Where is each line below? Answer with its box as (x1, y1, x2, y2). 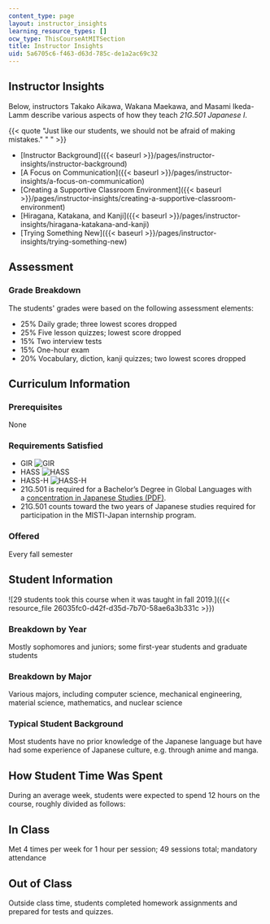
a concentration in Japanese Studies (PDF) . (20, 493, 167, 503)
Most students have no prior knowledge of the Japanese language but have (8, 737, 263, 747)
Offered (8, 530, 40, 542)
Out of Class (8, 876, 73, 891)
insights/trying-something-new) (20, 237, 128, 246)
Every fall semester (8, 549, 73, 559)
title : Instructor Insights (8, 42, 104, 50)
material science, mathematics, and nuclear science (8, 698, 183, 708)
